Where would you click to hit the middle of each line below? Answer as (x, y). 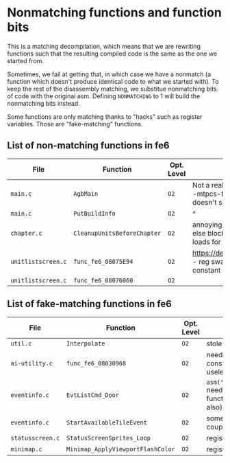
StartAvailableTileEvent (106, 422)
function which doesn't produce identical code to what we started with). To (113, 81)
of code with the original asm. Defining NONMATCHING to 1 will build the (104, 96)
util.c (21, 343)
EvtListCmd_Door (93, 395)
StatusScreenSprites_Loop (108, 438)
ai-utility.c (32, 363)
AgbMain (86, 193)
